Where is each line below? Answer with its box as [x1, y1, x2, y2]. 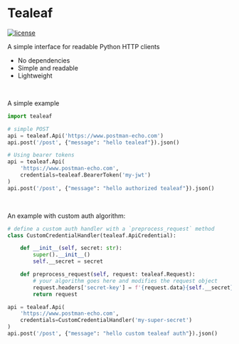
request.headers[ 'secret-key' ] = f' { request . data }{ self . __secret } [33, 283, 234, 291]
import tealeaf [7, 113, 53, 120]
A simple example [7, 98, 60, 108]
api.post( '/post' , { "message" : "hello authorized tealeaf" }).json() [7, 184, 215, 192]
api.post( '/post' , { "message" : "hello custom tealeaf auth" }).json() [7, 330, 218, 338]
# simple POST [7, 125, 50, 132]
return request [33, 291, 78, 298]
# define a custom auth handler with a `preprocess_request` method [7, 225, 215, 232]
